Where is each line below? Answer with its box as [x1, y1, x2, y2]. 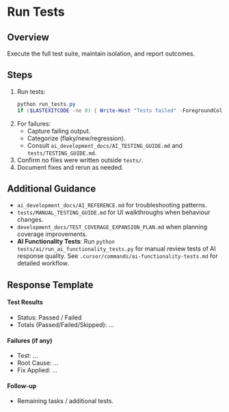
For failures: [16, 119, 51, 127]
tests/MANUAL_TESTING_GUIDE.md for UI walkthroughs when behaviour [16, 208, 211, 216]
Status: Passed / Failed [16, 313, 82, 322]
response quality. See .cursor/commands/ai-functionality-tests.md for [16, 252, 218, 260]
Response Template [7, 279, 94, 291]
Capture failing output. [27, 127, 91, 135]
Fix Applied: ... [16, 366, 58, 374]
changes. [16, 216, 44, 224]
